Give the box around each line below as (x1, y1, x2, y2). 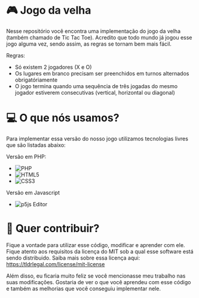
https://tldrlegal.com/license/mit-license (6, 260, 105, 267)
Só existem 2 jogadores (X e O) (14, 63, 92, 71)
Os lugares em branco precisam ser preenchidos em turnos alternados (14, 70, 189, 77)
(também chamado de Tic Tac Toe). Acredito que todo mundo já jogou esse (6, 34, 192, 41)
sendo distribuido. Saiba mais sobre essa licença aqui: (6, 254, 140, 261)
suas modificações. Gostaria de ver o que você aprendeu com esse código (6, 278, 191, 285)
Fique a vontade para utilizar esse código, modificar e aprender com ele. (6, 241, 185, 248)
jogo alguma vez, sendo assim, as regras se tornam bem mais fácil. (6, 40, 172, 47)
